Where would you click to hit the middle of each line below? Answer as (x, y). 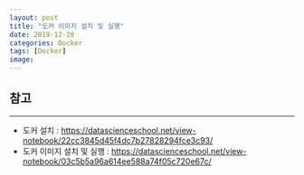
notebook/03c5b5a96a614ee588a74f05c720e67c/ (117, 161)
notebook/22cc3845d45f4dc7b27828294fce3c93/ (118, 140)
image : (22, 60)
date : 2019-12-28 (42, 34)
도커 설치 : (41, 130)
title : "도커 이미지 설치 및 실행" (67, 26)
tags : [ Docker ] (38, 51)
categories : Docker (46, 43)
